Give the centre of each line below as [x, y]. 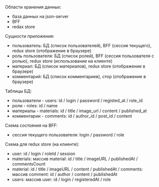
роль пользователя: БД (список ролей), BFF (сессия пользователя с [83, 56]
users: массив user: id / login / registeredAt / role [61, 179]
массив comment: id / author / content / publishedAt [65, 174]
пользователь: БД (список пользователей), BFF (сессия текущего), [82, 45]
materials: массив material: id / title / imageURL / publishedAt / [75, 159]
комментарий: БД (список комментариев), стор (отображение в [79, 76]
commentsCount [29, 164]
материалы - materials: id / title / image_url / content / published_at [79, 111]
